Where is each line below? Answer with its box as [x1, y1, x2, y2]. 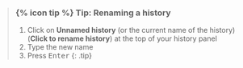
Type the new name [27, 42, 94, 52]
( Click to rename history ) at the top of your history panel [27, 34, 217, 43]
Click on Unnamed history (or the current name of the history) [27, 26, 236, 35]
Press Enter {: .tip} [27, 51, 92, 61]
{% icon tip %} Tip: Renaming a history [15, 7, 171, 18]
